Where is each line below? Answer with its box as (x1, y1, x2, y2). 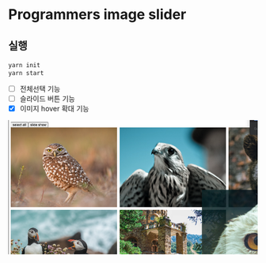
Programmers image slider (8, 6, 187, 24)
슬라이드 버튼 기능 (19, 94, 75, 103)
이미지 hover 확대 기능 (19, 104, 89, 114)
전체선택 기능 (19, 85, 61, 93)
